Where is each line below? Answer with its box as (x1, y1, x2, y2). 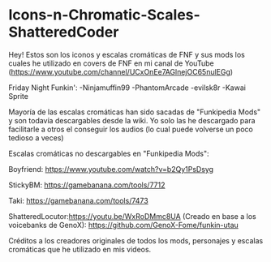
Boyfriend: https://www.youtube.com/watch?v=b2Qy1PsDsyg (8, 164, 213, 174)
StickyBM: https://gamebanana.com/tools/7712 (8, 180, 166, 190)
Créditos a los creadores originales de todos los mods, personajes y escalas (8, 235, 264, 245)
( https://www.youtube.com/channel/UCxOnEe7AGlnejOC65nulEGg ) (8, 67, 234, 76)
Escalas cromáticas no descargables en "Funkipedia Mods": (8, 148, 209, 158)
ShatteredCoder (8, 23, 119, 41)
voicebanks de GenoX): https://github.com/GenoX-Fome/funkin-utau (8, 220, 239, 230)
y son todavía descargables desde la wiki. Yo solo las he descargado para (8, 115, 256, 125)
